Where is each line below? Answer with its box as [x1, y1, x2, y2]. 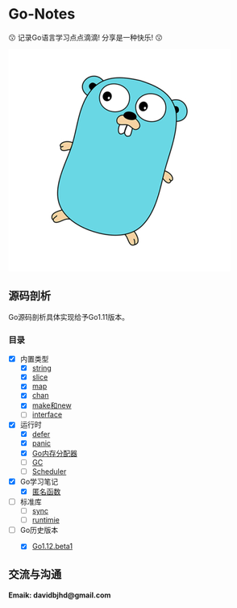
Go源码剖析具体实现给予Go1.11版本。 [8, 312, 130, 321]
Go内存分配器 [31, 448, 78, 458]
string [31, 363, 52, 373]
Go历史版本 [19, 526, 59, 535]
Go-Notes [8, 5, 76, 23]
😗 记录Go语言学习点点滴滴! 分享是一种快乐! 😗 [8, 32, 163, 42]
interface [31, 409, 63, 420]
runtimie [31, 515, 60, 525]
